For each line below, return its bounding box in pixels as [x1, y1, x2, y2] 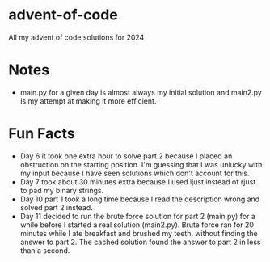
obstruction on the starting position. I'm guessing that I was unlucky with [19, 159, 263, 169]
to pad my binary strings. [19, 185, 103, 195]
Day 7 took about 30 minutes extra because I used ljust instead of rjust [19, 176, 256, 187]
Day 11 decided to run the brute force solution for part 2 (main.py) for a [19, 211, 256, 221]
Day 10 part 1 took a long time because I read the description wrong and [19, 194, 260, 204]
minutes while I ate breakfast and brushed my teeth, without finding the [19, 228, 258, 238]
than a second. [19, 245, 70, 256]
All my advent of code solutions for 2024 [8, 32, 145, 42]
